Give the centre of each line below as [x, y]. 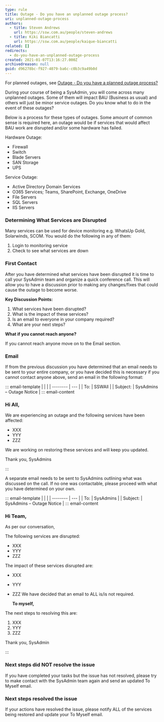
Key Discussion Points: [29, 299]
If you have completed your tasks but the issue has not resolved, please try [81, 675]
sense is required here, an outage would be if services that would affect [78, 123]
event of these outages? [29, 108]
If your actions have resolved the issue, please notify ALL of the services [79, 709]
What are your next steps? [39, 324]
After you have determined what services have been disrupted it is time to [80, 274]
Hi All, [12, 404]
